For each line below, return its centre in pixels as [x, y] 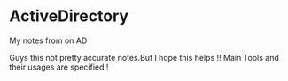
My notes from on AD [48, 40]
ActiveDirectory [69, 16]
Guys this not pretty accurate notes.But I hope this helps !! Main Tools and [144, 57]
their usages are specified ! [59, 67]
